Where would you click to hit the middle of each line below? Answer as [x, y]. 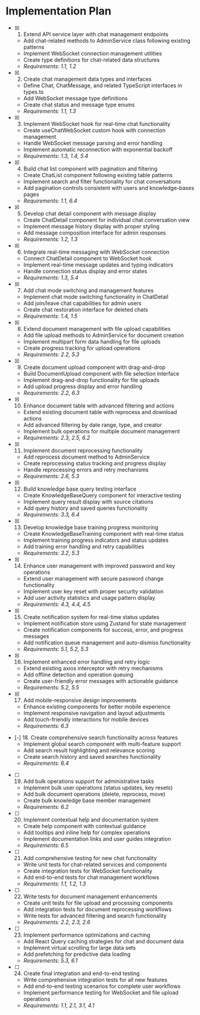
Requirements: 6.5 [46, 845]
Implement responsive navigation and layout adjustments [94, 713]
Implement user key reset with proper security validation [93, 591]
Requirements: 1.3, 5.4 [51, 277]
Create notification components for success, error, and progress [103, 630]
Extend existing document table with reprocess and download [100, 412]
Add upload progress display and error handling [83, 386]
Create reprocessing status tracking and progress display [95, 463]
